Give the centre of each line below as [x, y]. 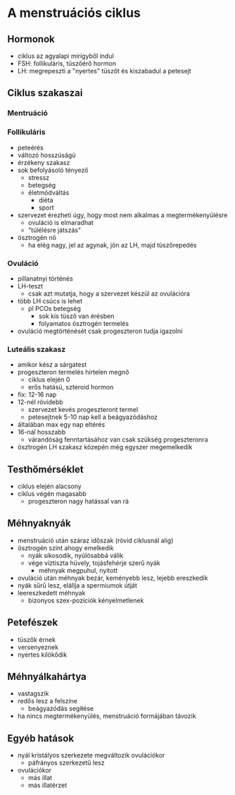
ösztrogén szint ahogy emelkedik [65, 547]
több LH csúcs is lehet [50, 301]
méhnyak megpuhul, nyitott [78, 570]
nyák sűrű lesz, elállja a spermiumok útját [77, 585]
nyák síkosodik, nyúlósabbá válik [76, 555]
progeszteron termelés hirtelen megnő [73, 372]
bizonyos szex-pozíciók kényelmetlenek [86, 600]
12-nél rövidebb [40, 402]
